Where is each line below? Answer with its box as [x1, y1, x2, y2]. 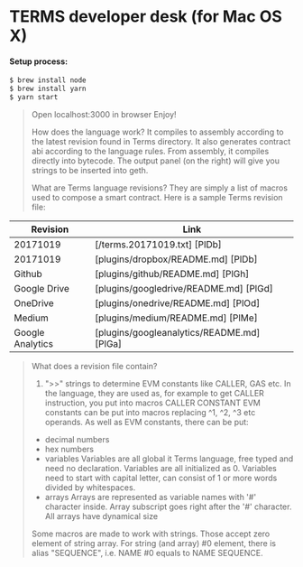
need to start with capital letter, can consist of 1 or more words [44, 472, 278, 484]
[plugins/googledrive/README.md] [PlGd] [94, 283, 273, 295]
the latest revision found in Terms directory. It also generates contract [31, 136, 291, 147]
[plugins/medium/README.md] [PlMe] [94, 311, 259, 324]
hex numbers [44, 444, 95, 455]
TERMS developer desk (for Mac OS [9, 6, 282, 27]
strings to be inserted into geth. [31, 165, 149, 176]
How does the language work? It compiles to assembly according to [31, 126, 284, 137]
